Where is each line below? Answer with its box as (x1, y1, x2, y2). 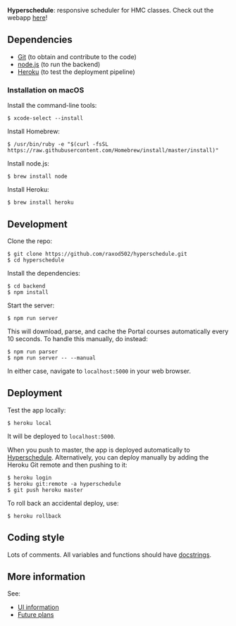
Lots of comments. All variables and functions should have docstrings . (7, 550, 212, 559)
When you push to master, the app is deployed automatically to (7, 446, 190, 454)
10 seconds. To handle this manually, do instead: (7, 334, 148, 343)
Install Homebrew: (7, 127, 60, 136)
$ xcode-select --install (7, 115, 83, 122)
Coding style (7, 532, 65, 544)
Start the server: (7, 301, 55, 309)
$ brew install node (7, 173, 68, 180)
